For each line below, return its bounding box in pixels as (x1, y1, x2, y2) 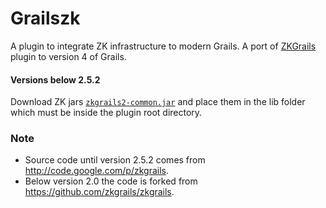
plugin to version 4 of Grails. (10, 50, 127, 62)
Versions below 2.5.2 (10, 73, 101, 86)
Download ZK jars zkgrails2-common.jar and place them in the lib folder (10, 96, 306, 108)
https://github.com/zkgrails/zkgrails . (24, 186, 175, 198)
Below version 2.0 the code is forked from (24, 175, 198, 187)
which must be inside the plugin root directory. (10, 107, 203, 119)
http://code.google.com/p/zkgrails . (24, 165, 169, 177)
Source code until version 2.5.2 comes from (24, 154, 206, 166)
